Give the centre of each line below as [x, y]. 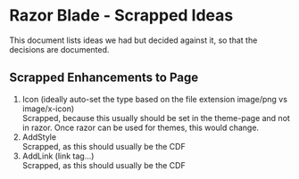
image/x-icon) [48, 109]
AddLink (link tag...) [58, 156]
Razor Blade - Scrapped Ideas [121, 16]
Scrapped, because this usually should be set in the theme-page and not [156, 118]
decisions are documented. [59, 49]
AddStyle [39, 137]
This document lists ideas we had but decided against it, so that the [133, 40]
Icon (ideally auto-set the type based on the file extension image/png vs [155, 99]
